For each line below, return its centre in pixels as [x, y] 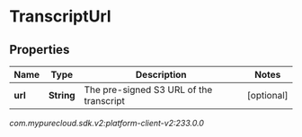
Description [161, 75]
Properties [40, 50]
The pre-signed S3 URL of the [148, 90]
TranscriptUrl [60, 17]
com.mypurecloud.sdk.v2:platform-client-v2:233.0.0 [107, 123]
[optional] [267, 95]
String [62, 95]
